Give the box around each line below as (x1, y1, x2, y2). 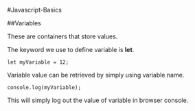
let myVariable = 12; (7, 59, 69, 66)
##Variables (7, 19, 41, 27)
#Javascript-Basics (7, 6, 62, 14)
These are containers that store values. (7, 32, 118, 40)
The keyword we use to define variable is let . (7, 46, 135, 53)
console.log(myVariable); (7, 84, 81, 91)
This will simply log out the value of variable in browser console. (7, 96, 189, 104)
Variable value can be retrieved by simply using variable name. (7, 71, 185, 79)
